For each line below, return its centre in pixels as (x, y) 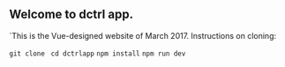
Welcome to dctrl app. (71, 15)
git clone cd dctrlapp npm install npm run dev (97, 53)
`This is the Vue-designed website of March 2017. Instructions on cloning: (143, 35)
